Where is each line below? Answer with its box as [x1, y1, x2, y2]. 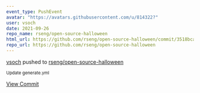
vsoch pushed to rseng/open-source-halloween [6, 58, 124, 66]
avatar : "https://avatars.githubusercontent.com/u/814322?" [6, 14, 159, 20]
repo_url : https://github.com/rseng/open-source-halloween [6, 42, 156, 48]
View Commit [6, 80, 39, 87]
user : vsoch [6, 20, 36, 26]
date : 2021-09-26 [6, 25, 49, 32]
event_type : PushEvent [6, 8, 62, 15]
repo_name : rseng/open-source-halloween [6, 31, 108, 37]
